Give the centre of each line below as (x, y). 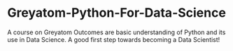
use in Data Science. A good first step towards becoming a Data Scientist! (114, 39)
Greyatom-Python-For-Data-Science (116, 13)
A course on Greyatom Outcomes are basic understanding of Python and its (116, 32)
